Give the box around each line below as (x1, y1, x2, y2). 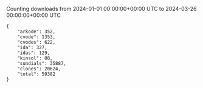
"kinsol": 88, (17, 55, 53, 61)
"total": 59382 (17, 71, 56, 77)
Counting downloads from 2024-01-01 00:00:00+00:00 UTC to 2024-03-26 (6, 5, 197, 12)
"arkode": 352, (17, 29, 56, 35)
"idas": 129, (17, 50, 50, 56)
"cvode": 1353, (17, 34, 56, 40)
